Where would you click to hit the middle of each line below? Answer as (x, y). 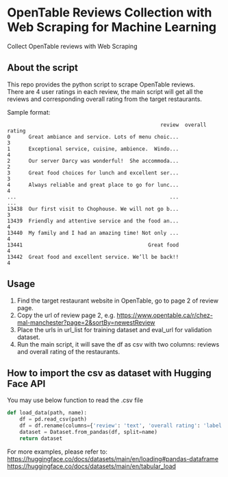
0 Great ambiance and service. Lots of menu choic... (93, 137)
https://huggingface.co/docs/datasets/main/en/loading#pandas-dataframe (113, 458)
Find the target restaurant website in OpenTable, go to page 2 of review (118, 301)
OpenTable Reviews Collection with (110, 13)
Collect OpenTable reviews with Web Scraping (72, 46)
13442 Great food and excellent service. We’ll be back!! (93, 257)
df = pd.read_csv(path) (53, 419)
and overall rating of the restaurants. (68, 351)
